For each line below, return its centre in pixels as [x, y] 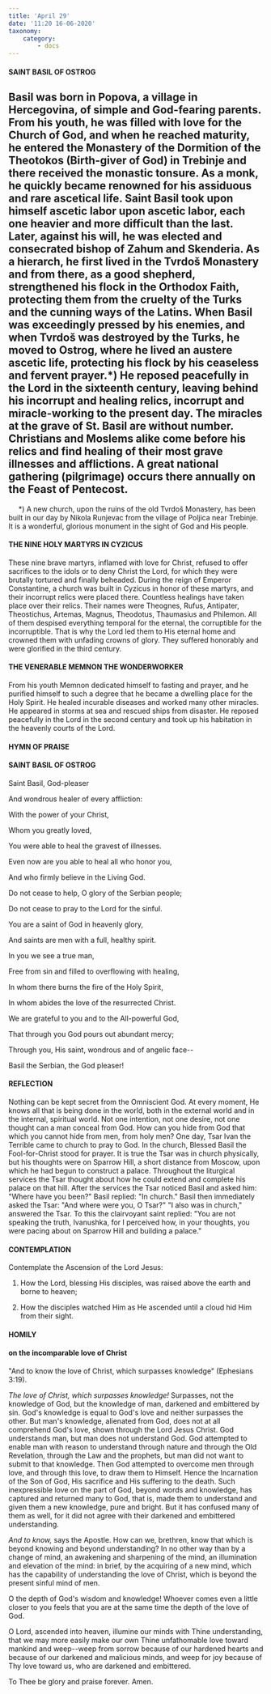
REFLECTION [31, 1084]
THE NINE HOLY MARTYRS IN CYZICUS [76, 545]
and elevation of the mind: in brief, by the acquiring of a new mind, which [130, 1565]
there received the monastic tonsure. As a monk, [133, 174]
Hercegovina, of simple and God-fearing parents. [135, 110]
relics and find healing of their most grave [116, 451]
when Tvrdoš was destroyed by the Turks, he [124, 338]
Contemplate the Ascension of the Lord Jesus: [86, 1267]
